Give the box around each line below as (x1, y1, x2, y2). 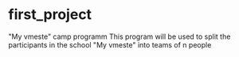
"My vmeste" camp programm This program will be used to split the (8, 32, 231, 41)
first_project (8, 6, 92, 24)
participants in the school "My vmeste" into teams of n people (8, 40, 212, 49)
